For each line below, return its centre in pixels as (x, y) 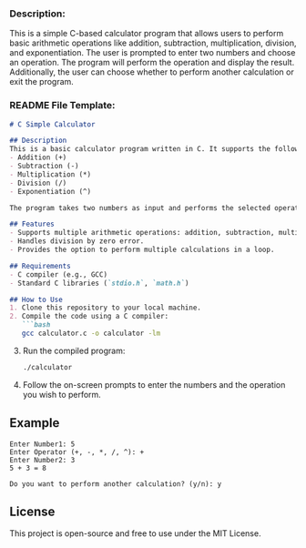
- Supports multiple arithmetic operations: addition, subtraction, (142, 233)
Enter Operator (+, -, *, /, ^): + (77, 452)
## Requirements (40, 266)
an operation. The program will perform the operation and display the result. (152, 63)
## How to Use (36, 299)
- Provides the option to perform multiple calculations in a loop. (142, 250)
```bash (36, 325)
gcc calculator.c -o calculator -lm (91, 334)
